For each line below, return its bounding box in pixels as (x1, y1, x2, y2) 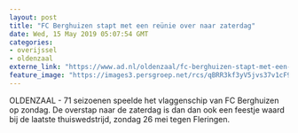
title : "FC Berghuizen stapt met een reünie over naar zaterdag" (9, 21, 255, 30)
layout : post (9, 12, 58, 22)
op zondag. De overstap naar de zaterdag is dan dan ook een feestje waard (9, 104, 286, 115)
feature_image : (9, 71, 66, 80)
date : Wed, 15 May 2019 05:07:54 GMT (9, 29, 149, 38)
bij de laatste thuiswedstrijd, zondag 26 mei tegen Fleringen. (9, 113, 231, 124)
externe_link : (9, 63, 62, 72)
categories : (9, 37, 53, 47)
